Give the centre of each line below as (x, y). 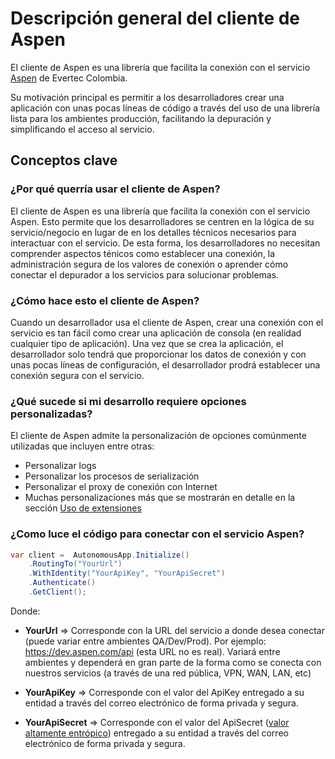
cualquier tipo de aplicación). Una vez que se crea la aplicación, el (147, 343)
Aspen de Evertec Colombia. (69, 78)
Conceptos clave (64, 160)
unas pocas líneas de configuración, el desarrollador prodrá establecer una (165, 364)
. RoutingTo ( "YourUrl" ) (75, 564)
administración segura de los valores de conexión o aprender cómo (149, 264)
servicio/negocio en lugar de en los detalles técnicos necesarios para (153, 232)
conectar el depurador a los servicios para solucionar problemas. (145, 274)
